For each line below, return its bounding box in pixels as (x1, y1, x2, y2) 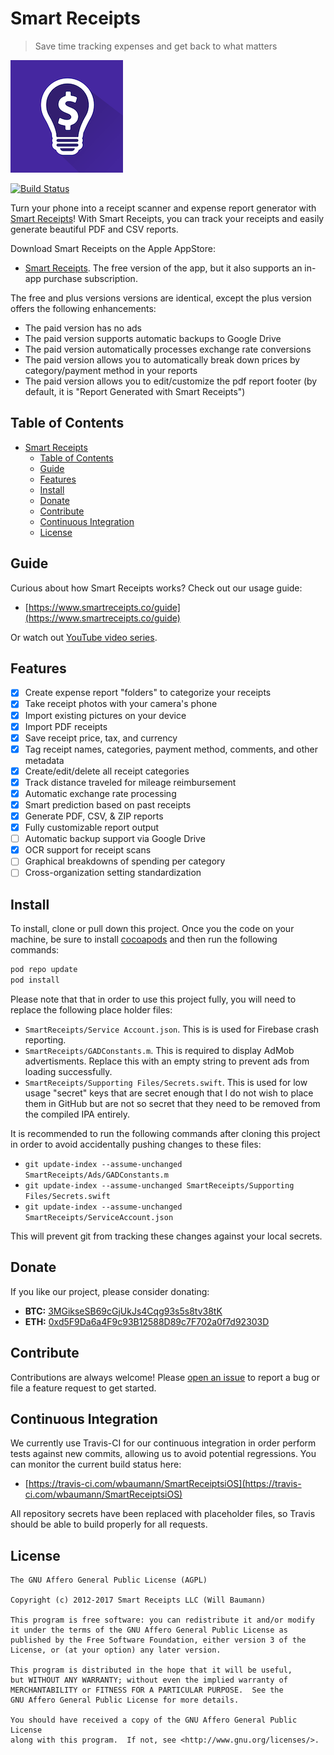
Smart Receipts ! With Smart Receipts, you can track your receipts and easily (10, 212, 325, 224)
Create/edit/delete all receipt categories (24, 765, 190, 777)
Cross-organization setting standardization (24, 867, 202, 879)
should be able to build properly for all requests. (10, 1518, 208, 1531)
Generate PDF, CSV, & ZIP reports (24, 810, 164, 822)
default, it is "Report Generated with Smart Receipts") (24, 385, 246, 397)
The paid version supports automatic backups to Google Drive (24, 332, 282, 344)
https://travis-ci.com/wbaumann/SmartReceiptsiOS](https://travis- (28, 1478, 302, 1490)
